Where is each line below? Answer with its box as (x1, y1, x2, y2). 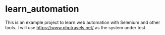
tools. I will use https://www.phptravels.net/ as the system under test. (5, 24, 147, 30)
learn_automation (5, 3, 79, 15)
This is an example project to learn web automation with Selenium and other (5, 19, 160, 25)
